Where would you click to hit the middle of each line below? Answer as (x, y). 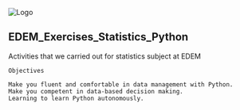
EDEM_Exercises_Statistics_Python (98, 37)
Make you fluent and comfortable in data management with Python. (121, 84)
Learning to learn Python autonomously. (77, 98)
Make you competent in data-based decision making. (96, 91)
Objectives (26, 70)
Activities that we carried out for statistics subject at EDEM (105, 56)
